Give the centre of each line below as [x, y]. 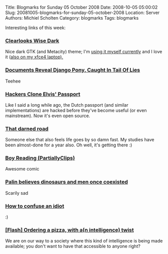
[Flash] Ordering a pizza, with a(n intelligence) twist [69, 230]
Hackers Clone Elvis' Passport [43, 94]
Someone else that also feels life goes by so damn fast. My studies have [80, 140]
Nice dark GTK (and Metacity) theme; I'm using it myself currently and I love [84, 52]
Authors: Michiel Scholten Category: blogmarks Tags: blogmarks [72, 18]
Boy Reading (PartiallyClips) [40, 158]
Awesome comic [22, 169]
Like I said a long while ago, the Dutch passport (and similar [67, 105]
